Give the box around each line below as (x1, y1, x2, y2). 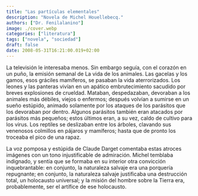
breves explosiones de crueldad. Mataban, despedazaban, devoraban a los (6, 89, 190, 96)
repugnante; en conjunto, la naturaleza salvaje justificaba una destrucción (6, 170, 187, 178)
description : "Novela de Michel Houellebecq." (6, 14, 124, 20)
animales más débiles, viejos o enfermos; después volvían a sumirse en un (6, 95, 189, 102)
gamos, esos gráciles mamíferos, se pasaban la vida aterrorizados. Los (6, 76, 180, 83)
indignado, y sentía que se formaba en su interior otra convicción (6, 157, 166, 164)
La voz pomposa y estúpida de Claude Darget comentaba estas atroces (6, 145, 182, 152)
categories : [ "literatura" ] (6, 31, 76, 37)
